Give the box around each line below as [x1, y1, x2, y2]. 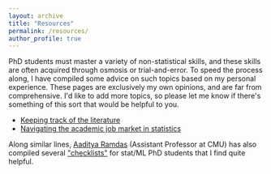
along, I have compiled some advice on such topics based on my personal [8, 74, 256, 83]
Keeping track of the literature [19, 115, 121, 125]
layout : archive [8, 11, 63, 20]
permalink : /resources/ [8, 27, 89, 35]
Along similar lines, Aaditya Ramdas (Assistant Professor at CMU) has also [8, 139, 257, 150]
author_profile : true [8, 34, 82, 43]
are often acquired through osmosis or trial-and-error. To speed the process [8, 66, 263, 75]
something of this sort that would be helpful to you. [8, 100, 180, 109]
